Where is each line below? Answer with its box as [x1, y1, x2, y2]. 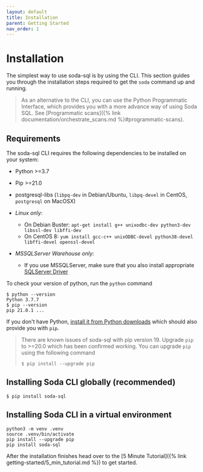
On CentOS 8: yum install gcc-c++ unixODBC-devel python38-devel [24, 233, 193, 240]
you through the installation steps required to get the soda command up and [6, 78, 195, 85]
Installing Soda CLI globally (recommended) [6, 377, 176, 388]
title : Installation [6, 15, 59, 21]
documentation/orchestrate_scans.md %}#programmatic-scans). [21, 116, 185, 123]
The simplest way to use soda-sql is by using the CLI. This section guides [6, 72, 190, 79]
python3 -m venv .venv [6, 425, 64, 432]
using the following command [21, 349, 95, 356]
